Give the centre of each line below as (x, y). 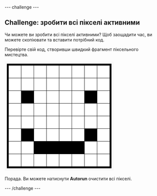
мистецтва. (17, 54)
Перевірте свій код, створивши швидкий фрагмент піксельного (72, 49)
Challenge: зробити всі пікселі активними (72, 22)
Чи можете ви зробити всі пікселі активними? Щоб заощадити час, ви (78, 35)
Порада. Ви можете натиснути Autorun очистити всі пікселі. (68, 178)
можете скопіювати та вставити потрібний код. (55, 39)
